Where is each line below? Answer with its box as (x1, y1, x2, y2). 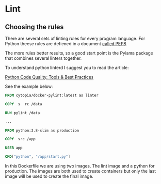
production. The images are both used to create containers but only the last (5, 168, 156, 174)
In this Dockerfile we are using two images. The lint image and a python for (5, 163, 155, 168)
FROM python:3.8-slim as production (5, 128, 79, 133)
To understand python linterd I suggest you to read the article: (5, 65, 129, 70)
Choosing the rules (5, 23, 64, 31)
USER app (5, 146, 23, 151)
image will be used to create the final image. (5, 173, 94, 179)
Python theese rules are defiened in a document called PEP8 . (5, 41, 128, 47)
